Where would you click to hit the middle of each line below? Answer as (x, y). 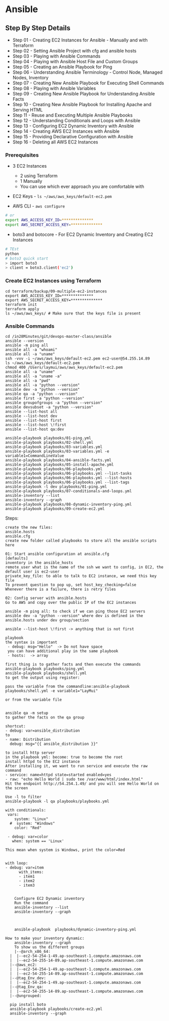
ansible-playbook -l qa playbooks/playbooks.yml (57, 801)
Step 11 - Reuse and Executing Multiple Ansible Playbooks (72, 115)
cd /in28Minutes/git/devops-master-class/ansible (59, 336)
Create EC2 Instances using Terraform (53, 281)
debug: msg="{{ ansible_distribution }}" (54, 744)
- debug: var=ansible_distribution (43, 731)
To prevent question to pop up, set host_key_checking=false (71, 585)
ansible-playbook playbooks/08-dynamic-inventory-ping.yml (69, 504)
